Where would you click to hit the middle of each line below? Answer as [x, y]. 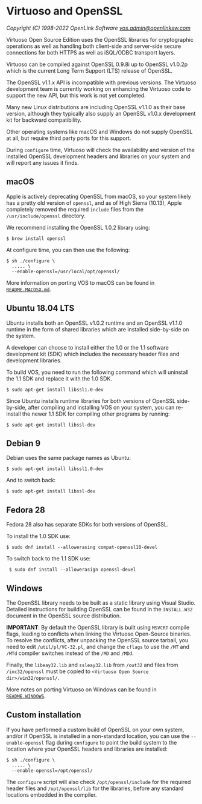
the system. [21, 336]
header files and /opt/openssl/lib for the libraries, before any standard [95, 788]
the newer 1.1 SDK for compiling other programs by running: [96, 414]
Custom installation [44, 715]
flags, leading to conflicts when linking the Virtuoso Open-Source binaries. [99, 634]
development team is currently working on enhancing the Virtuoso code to [99, 88]
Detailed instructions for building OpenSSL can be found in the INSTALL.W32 [99, 609]
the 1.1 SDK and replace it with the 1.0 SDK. [59, 378]
